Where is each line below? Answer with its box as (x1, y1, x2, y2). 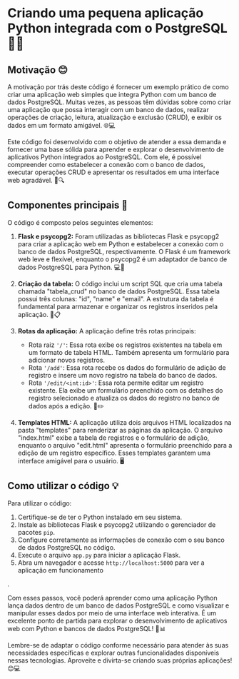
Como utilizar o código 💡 (7, 480, 119, 492)
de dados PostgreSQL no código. (17, 543, 116, 551)
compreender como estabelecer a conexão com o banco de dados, (7, 161, 205, 169)
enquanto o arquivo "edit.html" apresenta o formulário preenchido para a (17, 441, 233, 449)
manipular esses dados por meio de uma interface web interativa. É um (7, 608, 217, 617)
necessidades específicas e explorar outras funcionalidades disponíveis (7, 648, 220, 657)
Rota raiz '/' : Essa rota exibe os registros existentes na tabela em (28, 341, 223, 349)
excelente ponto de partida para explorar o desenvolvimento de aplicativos (7, 616, 228, 625)
